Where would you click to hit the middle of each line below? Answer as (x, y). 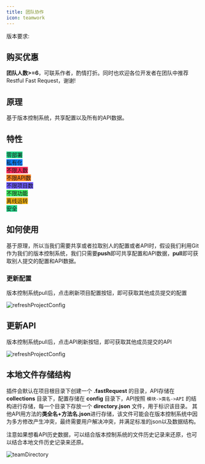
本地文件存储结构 (39, 375)
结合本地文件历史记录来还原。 (49, 442)
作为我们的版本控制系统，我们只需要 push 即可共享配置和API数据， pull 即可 (100, 253)
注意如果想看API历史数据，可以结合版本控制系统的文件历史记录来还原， (96, 434)
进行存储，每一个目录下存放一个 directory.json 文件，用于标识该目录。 (101, 406)
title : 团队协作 (25, 12)
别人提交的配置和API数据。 (45, 261)
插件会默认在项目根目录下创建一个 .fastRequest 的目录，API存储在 (91, 390)
